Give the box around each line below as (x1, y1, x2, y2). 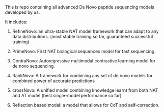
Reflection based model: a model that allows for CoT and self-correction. (12, 102, 160, 108)
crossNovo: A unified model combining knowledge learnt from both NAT (12, 87, 159, 93)
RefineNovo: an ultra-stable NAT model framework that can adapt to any (12, 28, 159, 34)
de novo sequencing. (12, 63, 55, 69)
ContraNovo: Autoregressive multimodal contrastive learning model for (12, 58, 156, 63)
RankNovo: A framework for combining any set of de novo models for (12, 73, 153, 78)
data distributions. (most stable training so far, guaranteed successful (12, 34, 153, 39)
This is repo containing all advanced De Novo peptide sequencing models (5, 4, 155, 10)
